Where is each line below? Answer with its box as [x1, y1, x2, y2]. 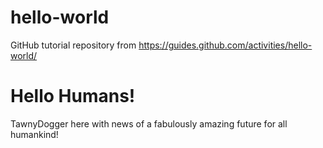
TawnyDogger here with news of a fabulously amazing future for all [10, 117, 288, 130]
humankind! [10, 128, 59, 140]
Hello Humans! [10, 85, 136, 108]
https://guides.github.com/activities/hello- [138, 39, 313, 51]
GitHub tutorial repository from [10, 39, 137, 51]
